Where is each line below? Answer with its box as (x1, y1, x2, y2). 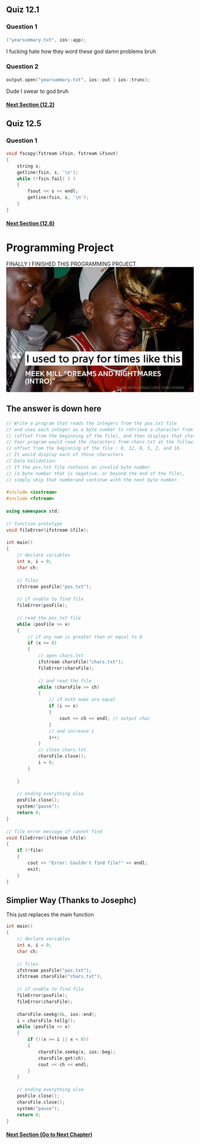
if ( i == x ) (48, 703, 79, 709)
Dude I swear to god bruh (6, 88, 69, 95)
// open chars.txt (37, 653, 84, 659)
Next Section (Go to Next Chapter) (6, 1131, 93, 1138)
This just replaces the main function (6, 911, 94, 918)
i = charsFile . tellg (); (17, 1018, 76, 1024)
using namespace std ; (6, 509, 60, 515)
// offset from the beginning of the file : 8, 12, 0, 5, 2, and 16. (6, 445, 183, 451)
